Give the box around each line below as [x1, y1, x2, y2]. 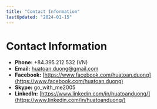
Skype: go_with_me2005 [14, 84, 76, 91]
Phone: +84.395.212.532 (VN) [14, 59, 88, 66]
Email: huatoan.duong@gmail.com [14, 65, 99, 72]
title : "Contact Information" [6, 8, 81, 15]
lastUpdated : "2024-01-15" [6, 14, 72, 20]
